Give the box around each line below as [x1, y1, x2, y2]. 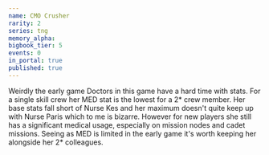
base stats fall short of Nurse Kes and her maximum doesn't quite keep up [8, 103, 255, 112]
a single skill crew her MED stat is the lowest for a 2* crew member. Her [8, 94, 246, 104]
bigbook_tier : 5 [8, 42, 63, 50]
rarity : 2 [8, 19, 42, 27]
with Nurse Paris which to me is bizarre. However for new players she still [8, 112, 252, 121]
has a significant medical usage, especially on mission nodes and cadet [8, 120, 246, 129]
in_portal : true [8, 57, 63, 65]
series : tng [8, 27, 48, 35]
